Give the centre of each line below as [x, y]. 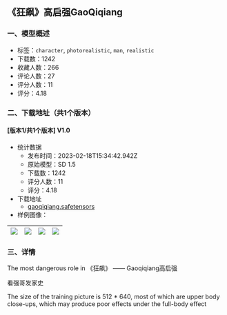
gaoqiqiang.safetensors [61, 206]
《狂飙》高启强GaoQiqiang [65, 12]
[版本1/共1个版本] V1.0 [39, 130]
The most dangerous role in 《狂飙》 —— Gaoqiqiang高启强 [92, 268]
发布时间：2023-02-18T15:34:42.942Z [82, 155]
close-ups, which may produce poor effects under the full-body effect [107, 304]
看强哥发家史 [25, 283]
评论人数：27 [36, 76]
